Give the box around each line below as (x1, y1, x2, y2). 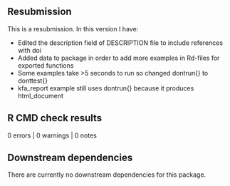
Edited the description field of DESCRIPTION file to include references (17, 38, 223, 47)
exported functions (17, 61, 74, 70)
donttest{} (17, 76, 48, 85)
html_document (17, 91, 64, 100)
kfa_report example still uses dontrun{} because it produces (17, 83, 194, 92)
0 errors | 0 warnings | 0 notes (7, 131, 98, 140)
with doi (17, 46, 41, 54)
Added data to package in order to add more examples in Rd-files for (17, 53, 220, 62)
